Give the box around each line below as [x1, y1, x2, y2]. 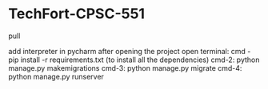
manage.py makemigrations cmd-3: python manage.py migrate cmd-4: [8, 63, 242, 72]
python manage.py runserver [8, 72, 104, 81]
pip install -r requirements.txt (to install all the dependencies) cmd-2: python [8, 55, 260, 64]
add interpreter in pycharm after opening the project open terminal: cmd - [8, 46, 251, 56]
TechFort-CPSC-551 [8, 5, 146, 23]
